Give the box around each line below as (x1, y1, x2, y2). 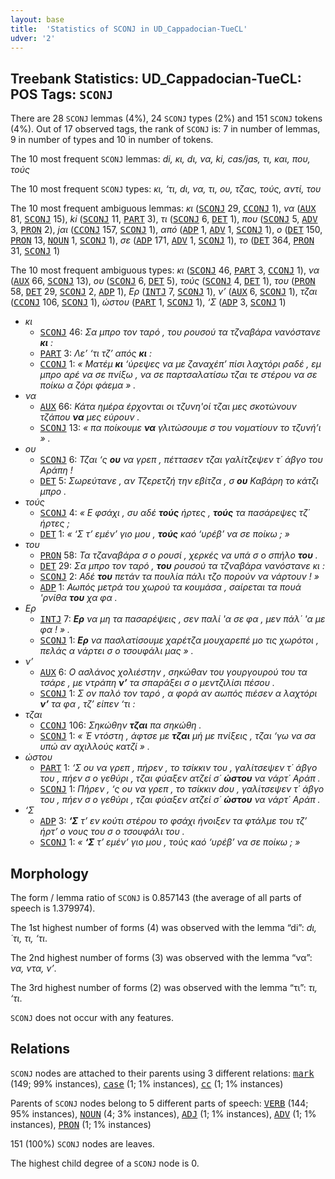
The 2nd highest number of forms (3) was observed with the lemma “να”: (10, 952, 313, 963)
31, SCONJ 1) (10, 245, 61, 257)
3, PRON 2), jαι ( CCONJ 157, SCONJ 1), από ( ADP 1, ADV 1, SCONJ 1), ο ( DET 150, (10, 224, 323, 236)
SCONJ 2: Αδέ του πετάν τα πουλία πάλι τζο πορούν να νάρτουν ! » (39, 571, 320, 583)
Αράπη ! (39, 464, 73, 476)
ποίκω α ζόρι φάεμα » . (39, 379, 137, 391)
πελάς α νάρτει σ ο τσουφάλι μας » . (39, 645, 194, 657)
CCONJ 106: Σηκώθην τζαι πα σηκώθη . (39, 719, 202, 731)
